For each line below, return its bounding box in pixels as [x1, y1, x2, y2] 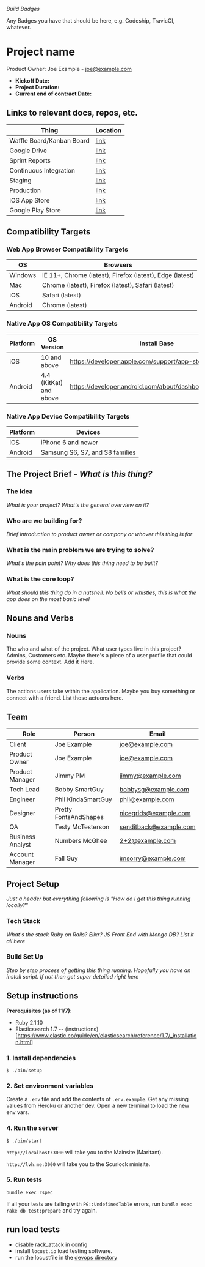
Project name [6, 45, 75, 59]
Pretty [54, 805, 72, 813]
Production [9, 186, 41, 195]
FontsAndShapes [54, 813, 104, 821]
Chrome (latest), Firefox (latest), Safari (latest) [41, 281, 174, 290]
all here [6, 937, 26, 944]
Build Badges [6, 6, 40, 12]
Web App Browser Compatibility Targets [6, 245, 128, 253]
